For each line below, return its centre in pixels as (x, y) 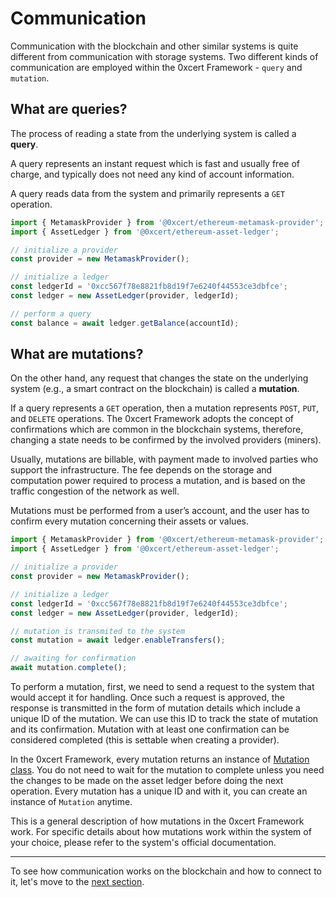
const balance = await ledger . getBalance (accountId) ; (125, 323)
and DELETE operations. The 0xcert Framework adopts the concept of (152, 419)
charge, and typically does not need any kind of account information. (152, 174)
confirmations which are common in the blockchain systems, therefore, (157, 429)
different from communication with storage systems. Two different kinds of (164, 56)
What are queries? (69, 109)
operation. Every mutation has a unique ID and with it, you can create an (159, 791)
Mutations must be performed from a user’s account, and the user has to (160, 511)
